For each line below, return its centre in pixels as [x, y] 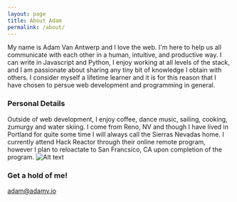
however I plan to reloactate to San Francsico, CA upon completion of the [115, 149]
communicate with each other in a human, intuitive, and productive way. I [115, 55]
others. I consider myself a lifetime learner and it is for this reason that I [112, 78]
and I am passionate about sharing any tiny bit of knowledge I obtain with [115, 70]
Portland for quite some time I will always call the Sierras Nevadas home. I [116, 134]
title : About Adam [35, 21]
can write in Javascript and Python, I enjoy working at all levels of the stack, [118, 63]
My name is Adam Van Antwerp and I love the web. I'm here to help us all [115, 48]
